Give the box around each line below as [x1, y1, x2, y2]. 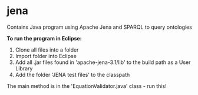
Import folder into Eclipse [15, 52, 77, 59]
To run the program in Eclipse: [6, 35, 82, 42]
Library [15, 65, 33, 72]
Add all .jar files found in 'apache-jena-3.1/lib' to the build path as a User [15, 59, 191, 66]
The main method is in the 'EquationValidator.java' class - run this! [6, 82, 167, 89]
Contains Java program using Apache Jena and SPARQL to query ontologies [6, 23, 192, 30]
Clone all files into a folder [15, 46, 79, 53]
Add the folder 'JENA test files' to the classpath [15, 71, 130, 78]
